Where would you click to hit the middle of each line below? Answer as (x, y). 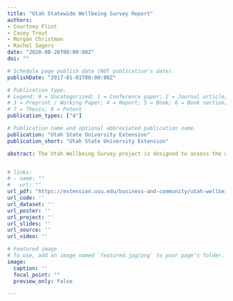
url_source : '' (29, 230)
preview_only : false (43, 281)
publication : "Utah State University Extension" (79, 135)
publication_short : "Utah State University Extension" (88, 141)
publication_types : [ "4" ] (44, 116)
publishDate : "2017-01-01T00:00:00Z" (62, 77)
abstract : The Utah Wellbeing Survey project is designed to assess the (114, 154)
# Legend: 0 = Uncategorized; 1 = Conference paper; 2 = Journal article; (118, 97)
